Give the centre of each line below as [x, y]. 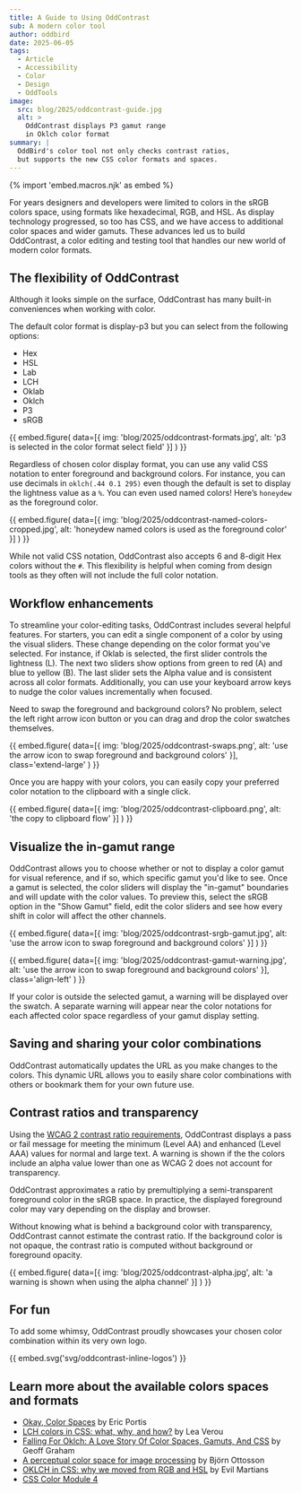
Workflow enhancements [82, 603]
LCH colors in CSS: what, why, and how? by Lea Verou [123, 1432]
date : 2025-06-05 [42, 43]
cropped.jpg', [34, 529]
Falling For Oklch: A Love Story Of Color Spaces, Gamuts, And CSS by [151, 1441]
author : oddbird [39, 34]
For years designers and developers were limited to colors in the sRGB [139, 202]
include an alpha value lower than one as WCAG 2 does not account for [141, 1163]
